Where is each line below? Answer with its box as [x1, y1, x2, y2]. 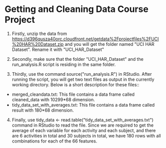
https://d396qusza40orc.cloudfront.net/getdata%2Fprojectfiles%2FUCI [11, 36, 159, 42]
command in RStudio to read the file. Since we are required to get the [11, 122, 154, 128]
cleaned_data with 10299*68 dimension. [11, 96, 95, 103]
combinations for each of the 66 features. [11, 138, 97, 144]
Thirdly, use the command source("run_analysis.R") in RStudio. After [11, 71, 152, 77]
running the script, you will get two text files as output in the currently [11, 76, 155, 82]
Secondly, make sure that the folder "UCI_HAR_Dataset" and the [11, 56, 144, 62]
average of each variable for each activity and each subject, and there [11, 127, 156, 133]
